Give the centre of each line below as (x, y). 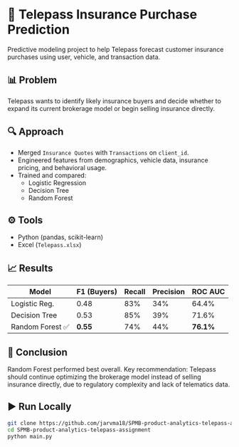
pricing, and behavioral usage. (62, 167)
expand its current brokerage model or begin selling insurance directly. (111, 108)
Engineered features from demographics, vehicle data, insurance (113, 160)
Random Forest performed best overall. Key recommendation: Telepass (112, 369)
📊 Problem (32, 80)
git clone (22, 423)
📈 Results (30, 268)
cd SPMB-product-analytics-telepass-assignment (79, 430)
